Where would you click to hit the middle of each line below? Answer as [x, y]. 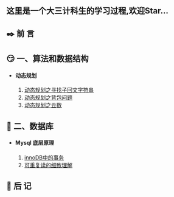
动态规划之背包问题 [48, 98]
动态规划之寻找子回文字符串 [59, 90]
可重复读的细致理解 [48, 165]
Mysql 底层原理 [35, 143]
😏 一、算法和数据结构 [47, 59]
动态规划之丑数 [43, 105]
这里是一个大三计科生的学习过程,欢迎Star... [88, 11]
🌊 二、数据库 [30, 126]
